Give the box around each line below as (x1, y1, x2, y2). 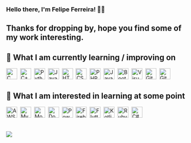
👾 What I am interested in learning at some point (6, 91, 185, 101)
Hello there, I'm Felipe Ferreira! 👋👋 (6, 5, 106, 13)
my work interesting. (6, 32, 84, 43)
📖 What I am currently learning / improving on (6, 52, 176, 62)
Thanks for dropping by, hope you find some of (6, 23, 182, 33)
